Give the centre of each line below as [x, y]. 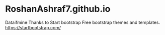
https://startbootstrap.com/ [33, 27]
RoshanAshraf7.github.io [58, 9]
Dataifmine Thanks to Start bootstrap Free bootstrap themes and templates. [82, 22]
